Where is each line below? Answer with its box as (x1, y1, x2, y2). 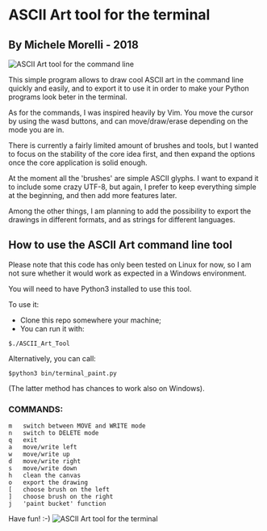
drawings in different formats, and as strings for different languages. (8, 215, 236, 224)
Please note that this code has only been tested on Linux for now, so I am (8, 259, 252, 269)
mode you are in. (8, 125, 65, 134)
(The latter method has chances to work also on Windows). (8, 383, 205, 393)
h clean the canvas (8, 471, 81, 480)
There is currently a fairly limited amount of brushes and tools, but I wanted (8, 141, 259, 150)
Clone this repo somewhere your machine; (19, 315, 161, 325)
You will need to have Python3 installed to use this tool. (8, 284, 192, 293)
